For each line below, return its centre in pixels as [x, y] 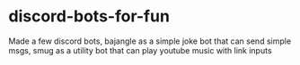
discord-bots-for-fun [89, 16]
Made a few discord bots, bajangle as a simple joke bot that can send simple [150, 41]
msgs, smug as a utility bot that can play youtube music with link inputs [140, 50]
